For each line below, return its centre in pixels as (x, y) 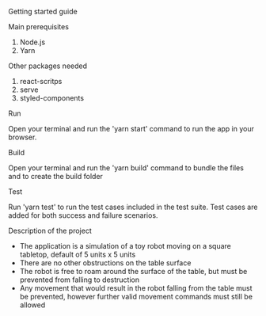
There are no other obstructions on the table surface (105, 263)
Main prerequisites (39, 27)
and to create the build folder (55, 176)
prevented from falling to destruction (80, 280)
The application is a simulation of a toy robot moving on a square (125, 246)
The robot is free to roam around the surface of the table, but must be (133, 271)
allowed (32, 305)
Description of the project (50, 230)
